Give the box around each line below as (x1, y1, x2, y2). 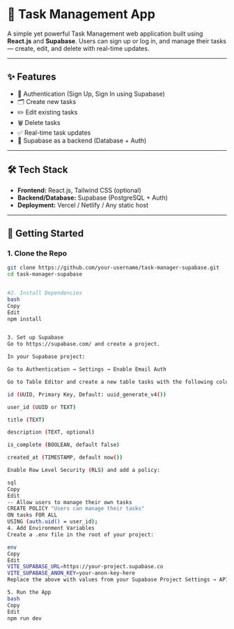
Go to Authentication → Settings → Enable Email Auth (7, 366, 167, 373)
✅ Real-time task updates (17, 128, 91, 137)
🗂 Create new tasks (17, 97, 77, 105)
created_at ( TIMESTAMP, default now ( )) (7, 454, 123, 461)
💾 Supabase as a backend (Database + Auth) (17, 136, 147, 145)
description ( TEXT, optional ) (7, 429, 95, 436)
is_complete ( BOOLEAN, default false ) (7, 441, 120, 449)
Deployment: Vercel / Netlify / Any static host (17, 200, 148, 209)
